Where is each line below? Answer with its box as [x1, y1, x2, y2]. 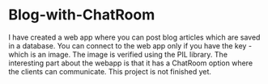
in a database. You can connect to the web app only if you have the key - [8, 40, 253, 50]
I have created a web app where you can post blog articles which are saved [8, 32, 261, 42]
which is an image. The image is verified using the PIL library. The [8, 49, 228, 59]
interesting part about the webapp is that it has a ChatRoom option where [8, 58, 253, 68]
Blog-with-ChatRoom [8, 6, 155, 24]
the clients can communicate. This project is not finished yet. [8, 66, 212, 76]
